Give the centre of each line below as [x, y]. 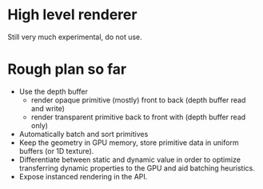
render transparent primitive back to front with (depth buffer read [138, 117]
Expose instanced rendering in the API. [83, 176]
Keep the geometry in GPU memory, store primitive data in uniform [129, 143]
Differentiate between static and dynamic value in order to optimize [130, 159]
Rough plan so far [67, 69]
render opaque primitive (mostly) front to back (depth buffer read [138, 100]
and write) [48, 108]
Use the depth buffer [54, 91]
